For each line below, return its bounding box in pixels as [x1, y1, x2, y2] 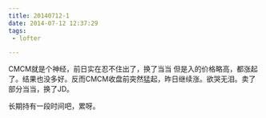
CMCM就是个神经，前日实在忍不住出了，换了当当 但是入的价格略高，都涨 [8, 64, 251, 74]
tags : [8, 26, 26, 35]
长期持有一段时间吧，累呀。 [8, 101, 100, 111]
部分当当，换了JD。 [8, 84, 75, 94]
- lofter [11, 34, 42, 43]
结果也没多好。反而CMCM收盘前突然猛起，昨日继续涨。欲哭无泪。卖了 [22, 74, 256, 84]
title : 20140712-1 [8, 11, 70, 20]
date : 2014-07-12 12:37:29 [8, 19, 99, 27]
